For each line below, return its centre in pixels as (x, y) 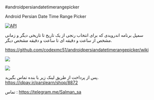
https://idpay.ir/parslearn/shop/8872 (42, 83)
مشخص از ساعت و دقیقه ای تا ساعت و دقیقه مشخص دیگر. (59, 40)
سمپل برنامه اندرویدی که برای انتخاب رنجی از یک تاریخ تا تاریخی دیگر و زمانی (74, 35)
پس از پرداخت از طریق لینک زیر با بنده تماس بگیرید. (52, 77)
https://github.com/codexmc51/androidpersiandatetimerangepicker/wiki (77, 50)
